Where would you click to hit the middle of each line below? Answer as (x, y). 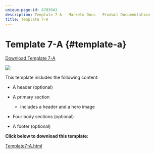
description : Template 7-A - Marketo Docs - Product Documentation (78, 15)
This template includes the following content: (52, 78)
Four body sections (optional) (43, 117)
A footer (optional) (32, 126)
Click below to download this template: (47, 136)
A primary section (31, 97)
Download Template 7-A (30, 58)
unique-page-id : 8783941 (31, 10)
